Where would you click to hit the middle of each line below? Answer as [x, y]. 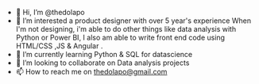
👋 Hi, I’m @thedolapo [50, 12]
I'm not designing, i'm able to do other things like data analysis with [126, 29]
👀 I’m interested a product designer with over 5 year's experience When [133, 21]
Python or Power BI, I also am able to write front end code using [120, 37]
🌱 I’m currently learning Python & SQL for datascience [104, 54]
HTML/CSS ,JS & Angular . [59, 46]
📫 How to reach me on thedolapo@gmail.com [91, 72]
